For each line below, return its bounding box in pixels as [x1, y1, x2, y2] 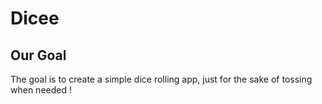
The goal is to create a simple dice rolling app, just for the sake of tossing [10, 73, 313, 85]
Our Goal [10, 47, 67, 64]
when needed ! [10, 84, 72, 96]
